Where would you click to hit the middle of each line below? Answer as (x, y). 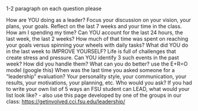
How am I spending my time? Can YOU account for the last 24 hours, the (95, 32)
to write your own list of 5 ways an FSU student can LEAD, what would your (98, 89)
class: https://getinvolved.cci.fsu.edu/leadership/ (66, 102)
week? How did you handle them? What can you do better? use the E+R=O (97, 64)
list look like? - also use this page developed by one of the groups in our (94, 95)
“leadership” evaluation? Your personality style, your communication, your (96, 76)
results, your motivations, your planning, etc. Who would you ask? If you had (99, 83)
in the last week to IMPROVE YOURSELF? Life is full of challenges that (91, 51)
